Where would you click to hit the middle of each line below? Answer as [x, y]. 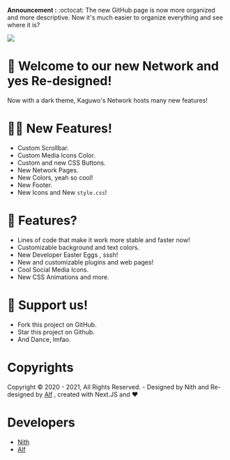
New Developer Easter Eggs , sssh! [68, 255]
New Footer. [35, 185]
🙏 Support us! [48, 305]
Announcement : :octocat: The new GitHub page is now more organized [112, 10]
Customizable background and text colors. [78, 247]
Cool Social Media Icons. [53, 269]
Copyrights [40, 368]
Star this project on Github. [56, 332]
